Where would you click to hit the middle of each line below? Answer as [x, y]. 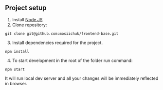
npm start [15, 69]
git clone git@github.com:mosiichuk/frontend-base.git [62, 33]
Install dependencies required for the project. [57, 43]
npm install [17, 51]
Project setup [26, 8]
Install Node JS [27, 19]
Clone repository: [29, 25]
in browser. [16, 83]
